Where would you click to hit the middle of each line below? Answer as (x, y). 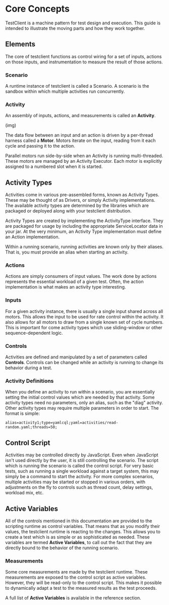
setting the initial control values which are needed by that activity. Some (80, 397)
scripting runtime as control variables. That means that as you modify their (83, 526)
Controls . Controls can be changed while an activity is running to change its (84, 363)
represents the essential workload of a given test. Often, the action (74, 281)
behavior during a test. (29, 368)
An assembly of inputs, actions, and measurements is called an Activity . (80, 116)
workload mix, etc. (24, 493)
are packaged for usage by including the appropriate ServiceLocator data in (84, 226)
